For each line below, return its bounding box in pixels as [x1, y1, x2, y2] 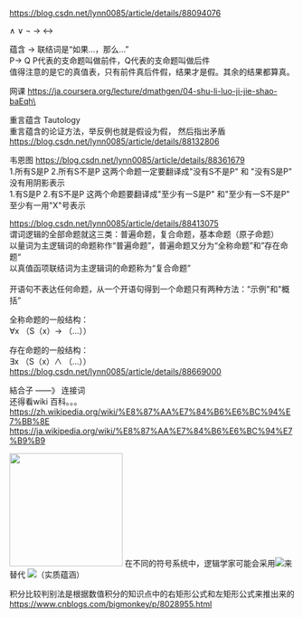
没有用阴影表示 [9, 177, 65, 188]
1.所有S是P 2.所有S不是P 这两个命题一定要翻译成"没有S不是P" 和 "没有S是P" [9, 166, 292, 176]
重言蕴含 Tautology [9, 115, 81, 125]
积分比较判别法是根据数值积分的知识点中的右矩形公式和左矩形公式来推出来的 [9, 588, 295, 599]
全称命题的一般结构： [9, 314, 89, 325]
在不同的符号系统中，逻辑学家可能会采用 [124, 558, 276, 568]
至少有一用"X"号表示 [9, 200, 86, 211]
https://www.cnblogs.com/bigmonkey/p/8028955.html [9, 599, 213, 609]
